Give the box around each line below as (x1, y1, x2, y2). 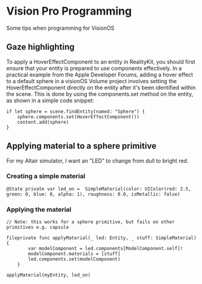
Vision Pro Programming (6, 4, 132, 18)
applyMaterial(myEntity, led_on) (6, 272, 91, 279)
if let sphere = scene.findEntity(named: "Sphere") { (6, 108, 146, 115)
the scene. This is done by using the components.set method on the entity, (6, 90, 194, 98)
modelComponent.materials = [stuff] (28, 251, 121, 257)
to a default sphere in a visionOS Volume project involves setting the (6, 77, 177, 84)
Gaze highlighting (6, 42, 75, 52)
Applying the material (6, 205, 72, 214)
